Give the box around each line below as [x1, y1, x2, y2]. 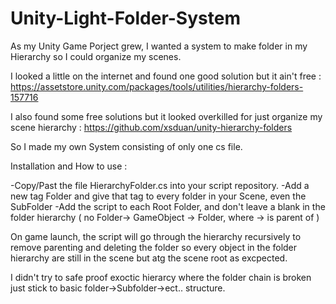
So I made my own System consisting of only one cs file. [10, 140, 243, 152]
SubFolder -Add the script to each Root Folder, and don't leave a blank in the [10, 200, 326, 212]
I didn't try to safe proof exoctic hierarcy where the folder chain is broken [10, 271, 312, 283]
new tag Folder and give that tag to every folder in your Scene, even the [10, 190, 307, 202]
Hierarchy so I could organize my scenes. [10, 50, 182, 62]
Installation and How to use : [10, 160, 128, 172]
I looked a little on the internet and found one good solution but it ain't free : [10, 70, 322, 82]
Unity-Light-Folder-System [10, 7, 241, 30]
